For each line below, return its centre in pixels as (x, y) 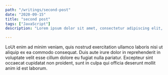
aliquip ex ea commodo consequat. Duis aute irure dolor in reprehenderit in (83, 52)
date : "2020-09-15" (26, 14)
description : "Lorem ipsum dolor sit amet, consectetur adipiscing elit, (84, 28)
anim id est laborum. (26, 68)
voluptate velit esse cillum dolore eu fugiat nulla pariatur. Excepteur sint (79, 57)
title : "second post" (28, 19)
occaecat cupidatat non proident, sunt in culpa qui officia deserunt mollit (80, 63)
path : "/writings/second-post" (38, 10)
